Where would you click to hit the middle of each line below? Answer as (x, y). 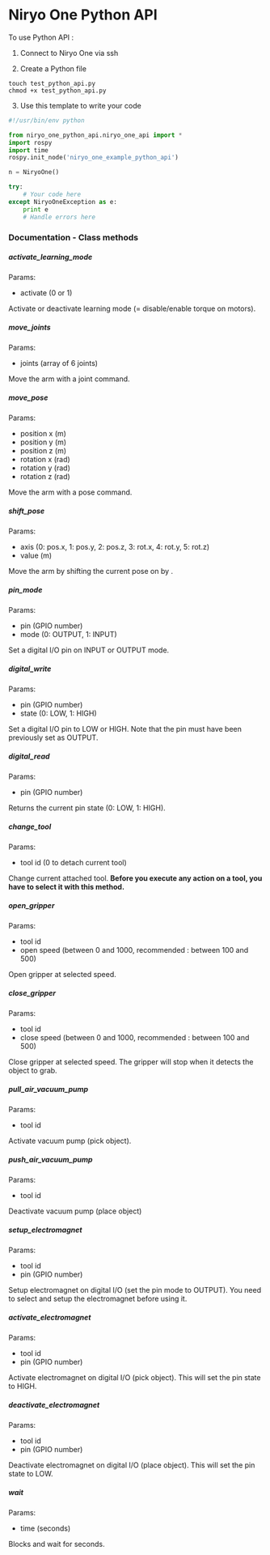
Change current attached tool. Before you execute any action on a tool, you (135, 878)
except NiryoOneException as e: (63, 202)
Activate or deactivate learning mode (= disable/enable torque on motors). (132, 308)
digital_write (30, 669)
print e (36, 209)
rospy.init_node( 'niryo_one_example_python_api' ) (94, 158)
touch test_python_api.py (52, 83)
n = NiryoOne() (34, 172)
